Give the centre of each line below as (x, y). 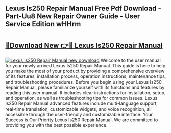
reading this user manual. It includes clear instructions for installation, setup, (86, 93)
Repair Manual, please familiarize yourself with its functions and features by (85, 87)
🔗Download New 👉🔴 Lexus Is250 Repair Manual (84, 45)
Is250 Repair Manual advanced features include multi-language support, (82, 103)
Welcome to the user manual (130, 60)
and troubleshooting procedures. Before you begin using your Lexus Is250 (83, 82)
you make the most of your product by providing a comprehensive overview (85, 71)
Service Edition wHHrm (43, 24)
